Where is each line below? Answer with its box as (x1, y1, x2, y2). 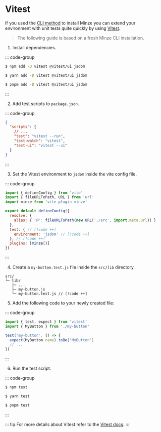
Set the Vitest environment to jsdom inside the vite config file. (12, 171, 137, 177)
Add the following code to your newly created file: (12, 300, 114, 306)
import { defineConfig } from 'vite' (5, 190, 83, 195)
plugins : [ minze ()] (9, 241, 50, 246)
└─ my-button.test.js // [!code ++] (11, 291, 88, 296)
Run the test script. (12, 365, 52, 372)
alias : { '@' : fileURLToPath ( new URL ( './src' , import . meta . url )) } (14, 218, 157, 223)
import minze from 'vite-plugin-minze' (5, 199, 88, 205)
